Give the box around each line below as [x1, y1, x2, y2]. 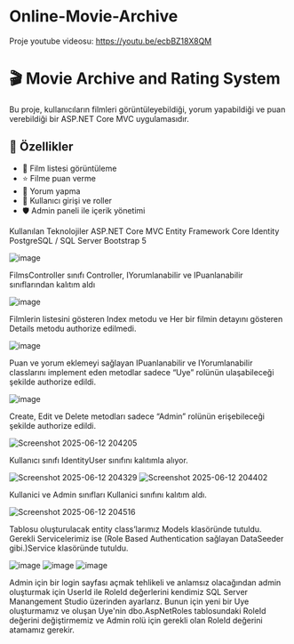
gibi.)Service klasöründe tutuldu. [9, 543, 129, 553]
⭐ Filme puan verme [21, 173, 96, 183]
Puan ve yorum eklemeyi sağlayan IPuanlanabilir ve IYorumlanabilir [9, 358, 253, 368]
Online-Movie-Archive [9, 6, 179, 27]
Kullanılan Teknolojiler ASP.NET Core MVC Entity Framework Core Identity [9, 225, 280, 237]
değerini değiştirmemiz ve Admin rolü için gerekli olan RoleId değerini [9, 615, 264, 625]
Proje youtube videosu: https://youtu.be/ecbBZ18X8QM [9, 36, 212, 46]
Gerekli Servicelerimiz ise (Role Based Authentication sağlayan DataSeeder [9, 533, 284, 543]
